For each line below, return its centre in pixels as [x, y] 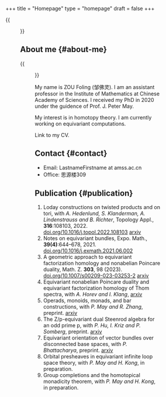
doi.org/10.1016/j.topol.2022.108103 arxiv [92, 232]
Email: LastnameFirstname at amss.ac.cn [92, 167]
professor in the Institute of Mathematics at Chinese [97, 94]
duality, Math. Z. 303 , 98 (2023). [83, 269]
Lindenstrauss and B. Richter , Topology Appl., [98, 220]
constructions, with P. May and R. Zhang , [93, 307]
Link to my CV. [52, 135]
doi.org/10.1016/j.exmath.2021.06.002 [88, 251]
